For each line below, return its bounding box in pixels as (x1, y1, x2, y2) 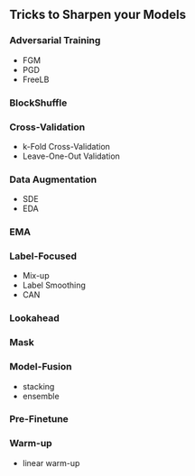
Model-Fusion (9, 361, 72, 373)
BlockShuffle (9, 96, 68, 109)
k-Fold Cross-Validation (22, 141, 111, 151)
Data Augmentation (9, 173, 97, 186)
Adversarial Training (9, 34, 101, 47)
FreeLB (22, 74, 50, 85)
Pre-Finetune (9, 413, 70, 426)
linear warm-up (22, 457, 80, 468)
